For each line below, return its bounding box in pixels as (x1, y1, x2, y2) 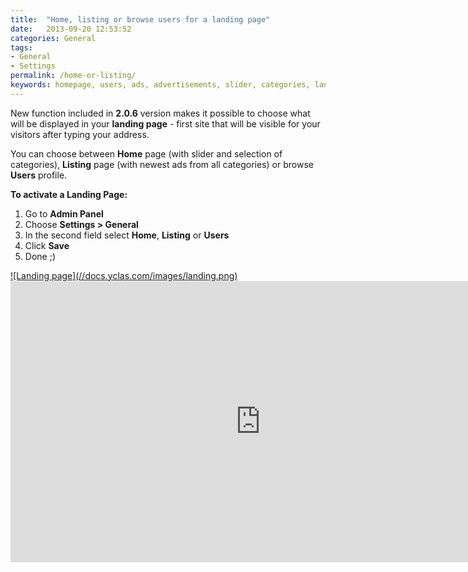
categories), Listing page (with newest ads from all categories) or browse (10, 158, 314, 170)
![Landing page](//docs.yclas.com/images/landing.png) (10, 269, 238, 281)
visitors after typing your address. (10, 128, 150, 140)
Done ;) (24, 250, 56, 262)
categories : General (10, 33, 97, 43)
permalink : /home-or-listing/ (10, 71, 137, 81)
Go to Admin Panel (24, 207, 104, 220)
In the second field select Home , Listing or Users (24, 229, 230, 241)
